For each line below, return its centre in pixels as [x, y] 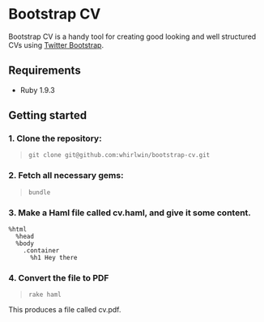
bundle [39, 192]
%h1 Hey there [54, 258]
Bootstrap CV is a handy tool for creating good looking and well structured [132, 36]
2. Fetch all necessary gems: [66, 176]
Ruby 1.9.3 [37, 90]
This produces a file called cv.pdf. [65, 310]
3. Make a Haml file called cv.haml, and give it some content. [130, 213]
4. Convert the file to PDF [59, 278]
